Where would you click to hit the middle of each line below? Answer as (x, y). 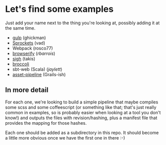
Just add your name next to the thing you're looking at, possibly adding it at (83, 23)
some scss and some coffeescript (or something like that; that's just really (81, 107)
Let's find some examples (59, 9)
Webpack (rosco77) (33, 48)
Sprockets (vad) (29, 43)
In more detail (27, 90)
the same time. (20, 28)
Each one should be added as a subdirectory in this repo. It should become (82, 133)
